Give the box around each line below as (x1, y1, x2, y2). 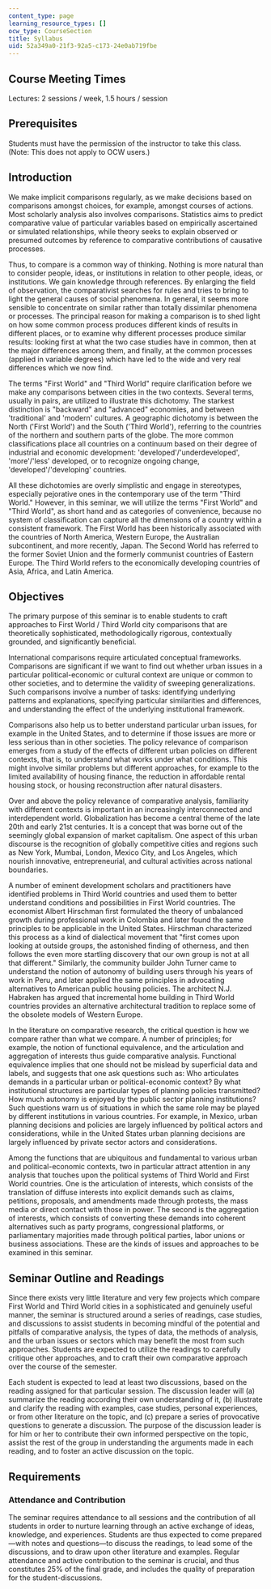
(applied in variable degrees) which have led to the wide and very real (8, 354, 241, 364)
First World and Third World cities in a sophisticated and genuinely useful (8, 1301, 252, 1311)
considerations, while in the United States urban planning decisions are (8, 1129, 246, 1138)
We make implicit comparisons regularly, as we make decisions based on (8, 192, 252, 202)
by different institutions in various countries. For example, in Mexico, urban (8, 1112, 258, 1121)
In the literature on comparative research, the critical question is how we (8, 1026, 250, 1036)
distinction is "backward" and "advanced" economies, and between (8, 404, 235, 414)
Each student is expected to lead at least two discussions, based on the (8, 1378, 248, 1387)
